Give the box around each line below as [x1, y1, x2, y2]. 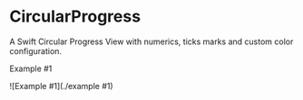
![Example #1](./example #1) [9, 80, 113, 91]
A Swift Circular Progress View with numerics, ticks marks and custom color [9, 36, 294, 47]
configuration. [9, 45, 62, 56]
